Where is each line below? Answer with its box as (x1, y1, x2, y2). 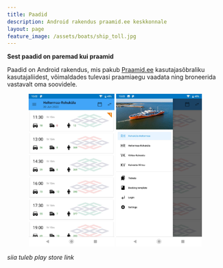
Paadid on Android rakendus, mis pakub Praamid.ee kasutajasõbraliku (7, 66, 205, 74)
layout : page (7, 25, 45, 32)
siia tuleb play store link (7, 253, 74, 261)
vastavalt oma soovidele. (7, 80, 78, 88)
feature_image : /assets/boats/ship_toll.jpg (7, 33, 137, 40)
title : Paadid (7, 11, 48, 18)
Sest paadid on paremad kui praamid (7, 52, 115, 61)
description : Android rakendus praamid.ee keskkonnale (7, 18, 167, 25)
